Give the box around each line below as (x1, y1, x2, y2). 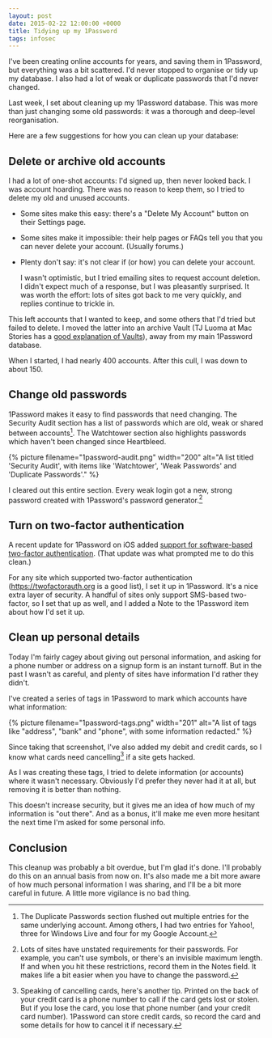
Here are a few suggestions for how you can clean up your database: (8, 131, 239, 141)
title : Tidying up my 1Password (8, 27, 117, 35)
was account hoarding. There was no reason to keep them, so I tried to (8, 184, 245, 194)
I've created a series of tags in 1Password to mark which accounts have (8, 693, 248, 703)
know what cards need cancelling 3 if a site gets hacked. (8, 750, 196, 761)
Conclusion (8, 841, 68, 854)
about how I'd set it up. (8, 608, 85, 616)
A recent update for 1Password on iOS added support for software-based (8, 540, 253, 549)
